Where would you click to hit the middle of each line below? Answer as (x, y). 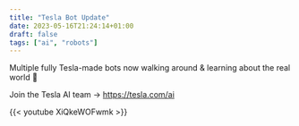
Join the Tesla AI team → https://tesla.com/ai (92, 95)
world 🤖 (24, 78)
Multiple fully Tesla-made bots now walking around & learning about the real (150, 68)
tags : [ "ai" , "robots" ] (54, 42)
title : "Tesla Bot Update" (60, 17)
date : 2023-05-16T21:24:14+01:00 (72, 26)
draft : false (34, 34)
